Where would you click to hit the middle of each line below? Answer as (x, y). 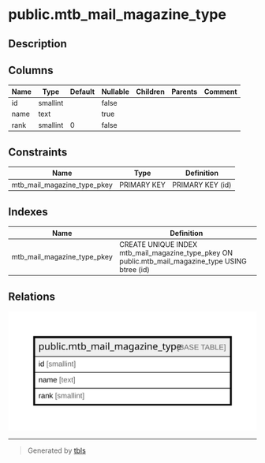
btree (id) (134, 269)
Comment (221, 91)
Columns (31, 70)
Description (37, 44)
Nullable (116, 91)
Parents (185, 91)
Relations (32, 296)
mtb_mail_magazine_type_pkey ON (176, 252)
